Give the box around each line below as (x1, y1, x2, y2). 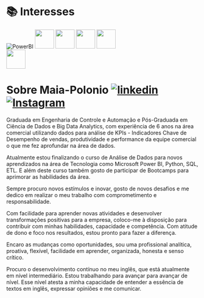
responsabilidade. (6, 198, 52, 205)
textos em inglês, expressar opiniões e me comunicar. (6, 285, 142, 292)
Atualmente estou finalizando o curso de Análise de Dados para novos (6, 153, 183, 161)
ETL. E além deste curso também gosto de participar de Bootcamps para (6, 167, 189, 174)
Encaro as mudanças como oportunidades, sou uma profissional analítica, (6, 241, 192, 248)
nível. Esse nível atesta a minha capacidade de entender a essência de (6, 278, 184, 286)
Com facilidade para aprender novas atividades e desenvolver (6, 209, 163, 217)
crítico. (6, 254, 24, 261)
